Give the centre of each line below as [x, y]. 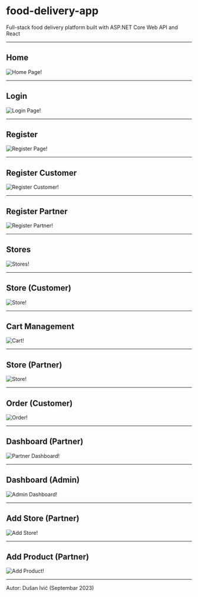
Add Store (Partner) [43, 519]
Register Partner [37, 211]
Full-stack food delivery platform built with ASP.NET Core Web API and [92, 27]
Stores [19, 250]
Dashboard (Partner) [45, 442]
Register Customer [42, 173]
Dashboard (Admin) [43, 480]
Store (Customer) [39, 288]
